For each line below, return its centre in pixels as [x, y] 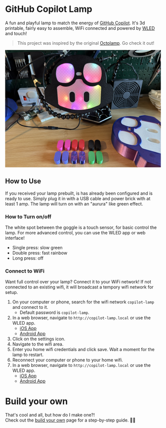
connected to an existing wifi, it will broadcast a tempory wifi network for [80, 287]
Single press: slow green [37, 248]
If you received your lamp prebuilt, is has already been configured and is [79, 193]
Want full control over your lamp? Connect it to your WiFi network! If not [78, 282]
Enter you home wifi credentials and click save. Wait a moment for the [83, 350]
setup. [12, 292]
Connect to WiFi [25, 271]
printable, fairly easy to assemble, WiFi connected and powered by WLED [80, 28]
